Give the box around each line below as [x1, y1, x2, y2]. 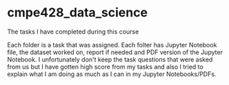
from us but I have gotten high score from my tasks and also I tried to [7, 62, 203, 71]
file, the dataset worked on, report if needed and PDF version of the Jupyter [7, 48, 223, 56]
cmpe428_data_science [7, 5, 148, 21]
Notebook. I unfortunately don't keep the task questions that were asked [7, 55, 213, 63]
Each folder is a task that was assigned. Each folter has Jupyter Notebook [7, 40, 217, 49]
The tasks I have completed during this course [7, 27, 139, 36]
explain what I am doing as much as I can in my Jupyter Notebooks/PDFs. [7, 70, 217, 78]
